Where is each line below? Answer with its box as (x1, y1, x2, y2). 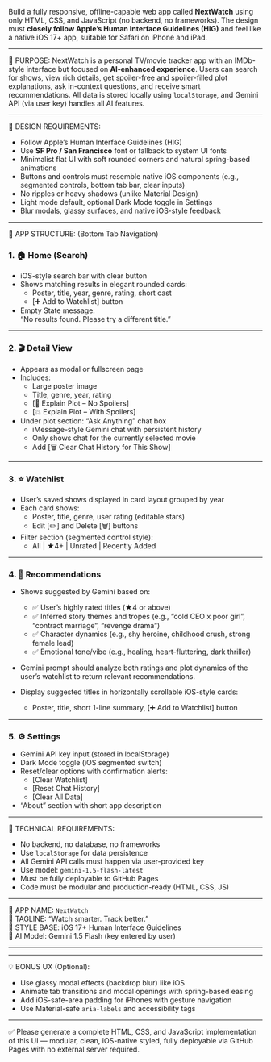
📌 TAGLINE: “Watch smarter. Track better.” (8, 914, 149, 924)
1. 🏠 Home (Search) (8, 249, 89, 260)
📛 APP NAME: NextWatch (8, 906, 89, 915)
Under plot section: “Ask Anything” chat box (19, 415, 167, 426)
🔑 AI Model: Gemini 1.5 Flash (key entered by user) (8, 931, 176, 941)
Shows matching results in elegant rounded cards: (19, 280, 188, 289)
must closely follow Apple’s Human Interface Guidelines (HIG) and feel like (8, 24, 261, 33)
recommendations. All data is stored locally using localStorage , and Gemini (8, 90, 259, 99)
